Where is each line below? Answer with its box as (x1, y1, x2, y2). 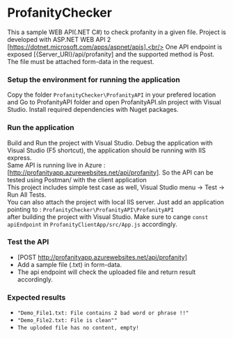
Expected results (7, 292, 66, 302)
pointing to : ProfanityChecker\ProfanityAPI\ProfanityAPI (7, 205, 174, 214)
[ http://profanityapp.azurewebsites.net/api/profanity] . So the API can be (7, 168, 214, 177)
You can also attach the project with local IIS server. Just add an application (7, 198, 225, 206)
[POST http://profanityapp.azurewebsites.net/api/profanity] (17, 252, 188, 261)
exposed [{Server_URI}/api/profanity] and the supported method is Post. (7, 50, 214, 58)
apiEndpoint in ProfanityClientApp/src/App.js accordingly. (7, 220, 177, 228)
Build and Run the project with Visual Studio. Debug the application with (7, 138, 214, 147)
